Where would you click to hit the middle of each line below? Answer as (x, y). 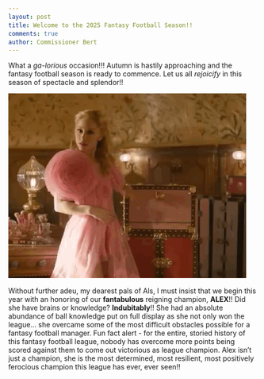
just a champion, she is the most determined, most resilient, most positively (131, 358)
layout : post (30, 17)
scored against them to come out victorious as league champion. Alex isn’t (130, 350)
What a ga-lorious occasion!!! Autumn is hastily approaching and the (120, 66)
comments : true (33, 33)
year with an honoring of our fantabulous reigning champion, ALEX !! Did (127, 300)
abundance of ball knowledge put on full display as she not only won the (126, 316)
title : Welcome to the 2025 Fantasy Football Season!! (101, 25)
